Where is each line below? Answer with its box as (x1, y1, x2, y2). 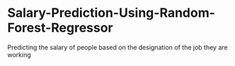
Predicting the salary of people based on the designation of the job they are (7, 43, 228, 51)
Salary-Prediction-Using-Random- (7, 5, 216, 21)
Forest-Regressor (7, 20, 113, 36)
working (7, 51, 32, 59)
